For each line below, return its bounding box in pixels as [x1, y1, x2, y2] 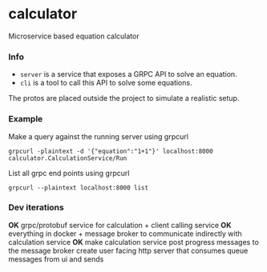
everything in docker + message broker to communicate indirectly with [8, 229, 242, 238]
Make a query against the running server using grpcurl [8, 131, 188, 141]
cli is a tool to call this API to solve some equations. [19, 78, 192, 88]
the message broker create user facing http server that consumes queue [8, 246, 249, 255]
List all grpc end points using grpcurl [8, 168, 130, 178]
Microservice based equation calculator [8, 31, 140, 41]
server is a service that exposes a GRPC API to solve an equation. [19, 70, 238, 79]
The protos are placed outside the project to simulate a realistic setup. [8, 94, 240, 103]
